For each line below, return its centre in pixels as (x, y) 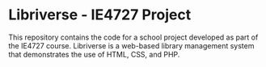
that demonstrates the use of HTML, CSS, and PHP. (94, 54)
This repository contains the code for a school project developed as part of (133, 37)
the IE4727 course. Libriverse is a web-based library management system (131, 45)
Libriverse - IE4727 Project (100, 15)
